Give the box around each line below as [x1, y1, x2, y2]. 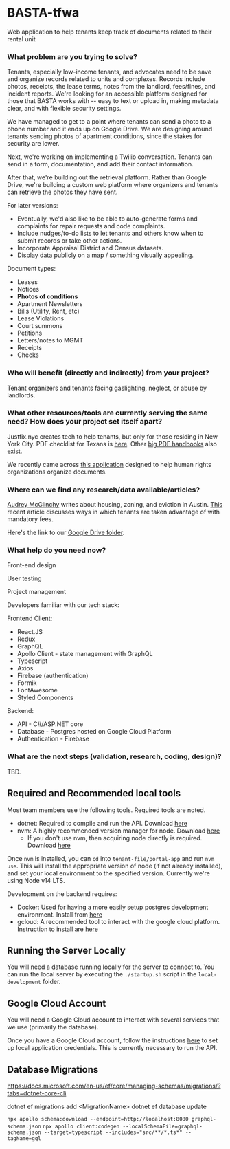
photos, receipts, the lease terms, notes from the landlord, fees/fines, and [7, 83, 216, 91]
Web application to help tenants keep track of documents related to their [7, 28, 212, 36]
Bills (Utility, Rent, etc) [16, 307, 80, 316]
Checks [16, 351, 39, 359]
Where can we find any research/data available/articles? [7, 485, 200, 494]
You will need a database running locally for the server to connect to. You [7, 963, 215, 971]
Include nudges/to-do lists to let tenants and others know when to [16, 229, 204, 238]
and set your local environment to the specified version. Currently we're [7, 868, 211, 877]
